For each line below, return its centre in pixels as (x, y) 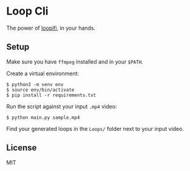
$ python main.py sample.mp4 (43, 117)
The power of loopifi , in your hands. (51, 28)
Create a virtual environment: (43, 73)
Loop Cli (27, 11)
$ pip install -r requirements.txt (51, 95)
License (22, 148)
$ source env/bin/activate (40, 90)
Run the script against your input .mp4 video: (62, 106)
